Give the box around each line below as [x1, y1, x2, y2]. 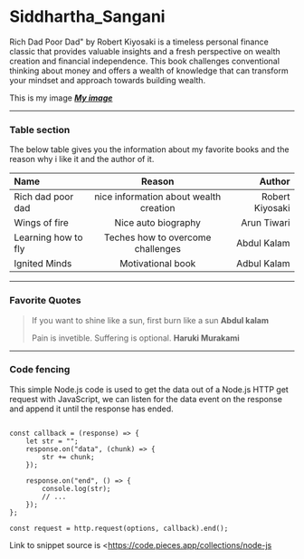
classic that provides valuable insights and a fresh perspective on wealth [9, 45, 280, 56]
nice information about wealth [94, 190, 222, 203]
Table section [9, 123, 71, 136]
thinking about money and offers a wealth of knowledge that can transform [9, 65, 290, 76]
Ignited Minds [14, 257, 72, 270]
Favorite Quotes [9, 294, 81, 307]
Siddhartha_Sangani [9, 6, 166, 27]
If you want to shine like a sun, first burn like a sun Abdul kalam [31, 314, 270, 325]
